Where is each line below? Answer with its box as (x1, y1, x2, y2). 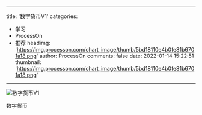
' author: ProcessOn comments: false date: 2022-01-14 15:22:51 (36, 52, 194, 59)
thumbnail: (14, 59, 41, 66)
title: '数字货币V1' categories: (6, 13, 78, 20)
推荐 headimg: (14, 40, 51, 46)
